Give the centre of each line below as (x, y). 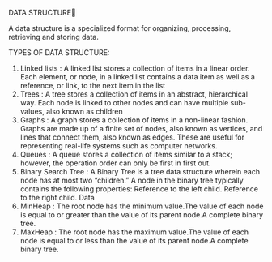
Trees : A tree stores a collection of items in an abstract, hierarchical (134, 94)
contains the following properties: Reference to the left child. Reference (139, 189)
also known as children (84, 111)
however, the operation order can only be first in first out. (115, 163)
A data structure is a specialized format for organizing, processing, (120, 28)
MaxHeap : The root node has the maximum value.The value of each (134, 232)
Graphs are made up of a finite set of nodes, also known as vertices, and (141, 129)
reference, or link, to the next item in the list (93, 86)
